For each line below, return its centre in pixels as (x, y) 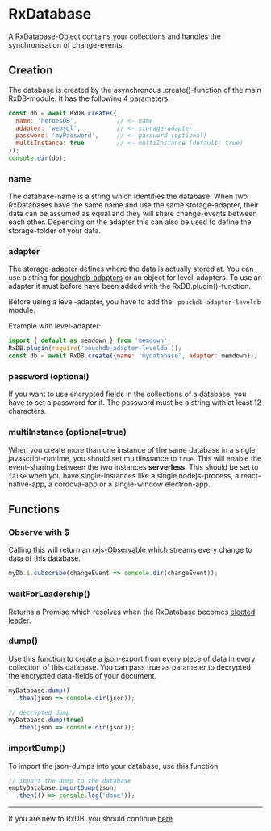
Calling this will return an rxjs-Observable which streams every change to (130, 550)
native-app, (27, 484)
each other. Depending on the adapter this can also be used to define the (130, 222)
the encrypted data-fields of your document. (83, 675)
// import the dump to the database (70, 781)
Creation (31, 71)
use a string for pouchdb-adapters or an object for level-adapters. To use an (135, 278)
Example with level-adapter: (55, 326)
